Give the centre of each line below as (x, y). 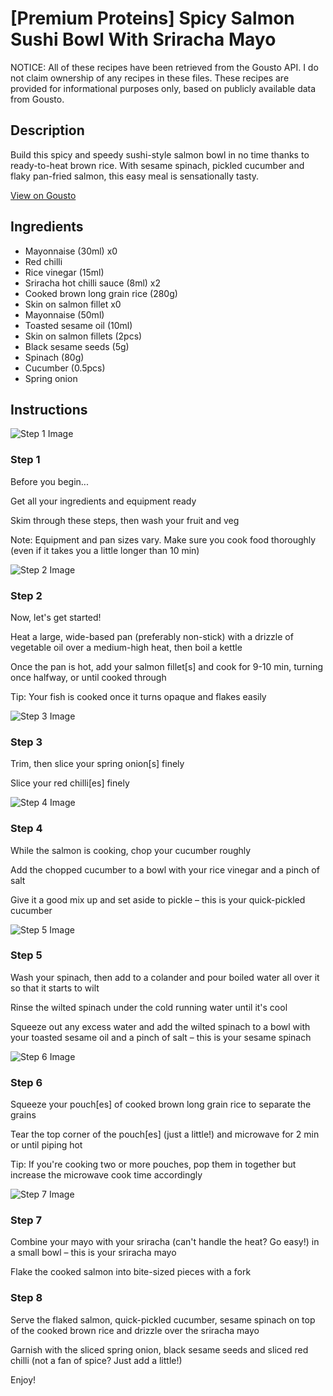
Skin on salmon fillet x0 (73, 304)
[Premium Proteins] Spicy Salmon (152, 18)
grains (23, 1115)
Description (47, 130)
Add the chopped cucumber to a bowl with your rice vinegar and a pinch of (165, 869)
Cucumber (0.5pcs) (65, 368)
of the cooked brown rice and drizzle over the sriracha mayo (135, 1330)
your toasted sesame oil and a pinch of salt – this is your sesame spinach (161, 1037)
